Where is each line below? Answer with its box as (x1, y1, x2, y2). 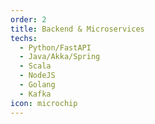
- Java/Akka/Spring (19, 52, 101, 62)
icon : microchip (10, 98, 78, 108)
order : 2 (10, 14, 47, 25)
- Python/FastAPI (19, 42, 92, 53)
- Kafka (19, 89, 52, 99)
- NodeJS (19, 71, 56, 81)
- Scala (19, 61, 52, 71)
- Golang (19, 80, 56, 90)
